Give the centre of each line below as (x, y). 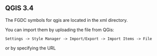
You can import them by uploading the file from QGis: (60, 30)
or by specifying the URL (31, 48)
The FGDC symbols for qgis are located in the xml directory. (67, 20)
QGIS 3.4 (19, 8)
